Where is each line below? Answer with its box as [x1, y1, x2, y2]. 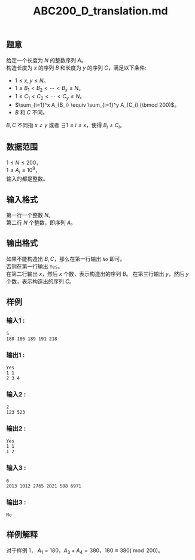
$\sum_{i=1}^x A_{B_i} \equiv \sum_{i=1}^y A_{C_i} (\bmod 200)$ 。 [14, 101, 180, 109]
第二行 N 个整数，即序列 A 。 [6, 219, 77, 226]
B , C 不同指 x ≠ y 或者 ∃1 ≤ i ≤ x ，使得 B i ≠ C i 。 [6, 122, 126, 130]
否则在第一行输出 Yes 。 [6, 263, 63, 270]
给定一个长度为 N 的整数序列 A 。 [6, 56, 87, 64]
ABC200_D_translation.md [32, 4, 169, 18]
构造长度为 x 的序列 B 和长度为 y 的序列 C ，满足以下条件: [6, 64, 147, 71]
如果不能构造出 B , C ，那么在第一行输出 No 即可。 [6, 255, 126, 262]
